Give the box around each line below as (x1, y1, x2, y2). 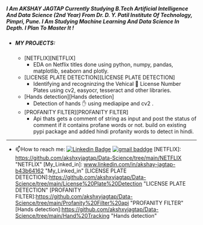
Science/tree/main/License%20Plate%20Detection (14, 180, 143, 187)
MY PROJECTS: (14, 39, 56, 47)
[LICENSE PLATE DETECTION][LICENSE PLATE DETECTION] (24, 74, 175, 81)
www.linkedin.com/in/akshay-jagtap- (83, 161, 176, 168)
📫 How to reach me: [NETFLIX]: (14, 146, 181, 153)
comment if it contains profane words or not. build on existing (33, 122, 187, 129)
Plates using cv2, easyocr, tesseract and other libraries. (33, 86, 172, 94)
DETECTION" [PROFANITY (14, 186, 82, 194)
